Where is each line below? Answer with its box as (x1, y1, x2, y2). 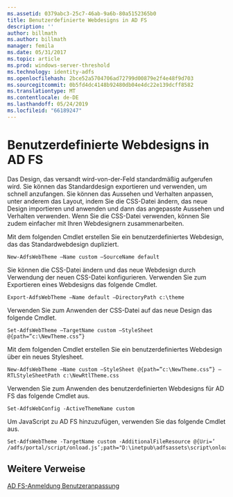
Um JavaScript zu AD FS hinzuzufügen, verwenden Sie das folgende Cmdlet (7, 417, 226, 425)
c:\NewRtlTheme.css (62, 372, 119, 379)
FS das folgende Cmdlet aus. (7, 391, 90, 400)
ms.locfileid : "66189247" (7, 107, 82, 114)
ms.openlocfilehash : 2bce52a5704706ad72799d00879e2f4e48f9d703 (7, 74, 194, 82)
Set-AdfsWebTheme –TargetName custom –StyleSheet (7, 327, 154, 334)
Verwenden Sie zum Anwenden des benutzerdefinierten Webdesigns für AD (7, 384, 225, 393)
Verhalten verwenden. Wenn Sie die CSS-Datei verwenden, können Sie (7, 211, 210, 220)
